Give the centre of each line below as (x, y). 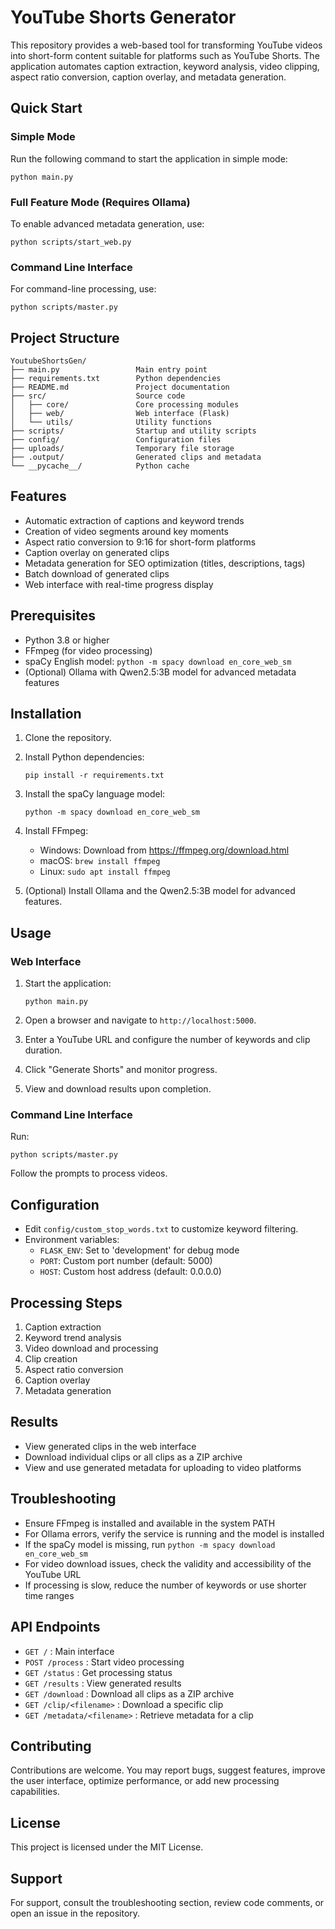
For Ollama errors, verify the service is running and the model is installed (174, 1533)
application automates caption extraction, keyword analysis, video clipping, (165, 66)
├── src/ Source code (98, 396)
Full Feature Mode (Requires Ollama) (100, 202)
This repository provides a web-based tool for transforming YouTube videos (166, 45)
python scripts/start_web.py (71, 242)
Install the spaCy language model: (95, 794)
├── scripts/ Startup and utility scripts (133, 431)
